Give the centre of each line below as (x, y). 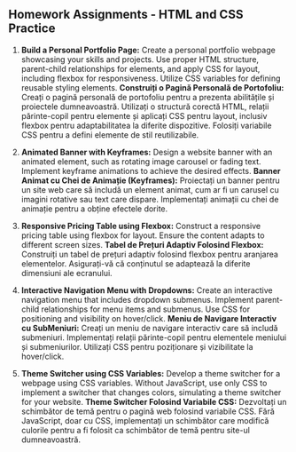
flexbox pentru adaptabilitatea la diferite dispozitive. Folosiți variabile (146, 125)
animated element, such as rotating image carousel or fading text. (141, 161)
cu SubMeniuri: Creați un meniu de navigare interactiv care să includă (149, 328)
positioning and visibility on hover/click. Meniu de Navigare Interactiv (148, 318)
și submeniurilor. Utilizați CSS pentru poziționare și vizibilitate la (137, 346)
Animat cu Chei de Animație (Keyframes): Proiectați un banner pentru (150, 180)
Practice (32, 29)
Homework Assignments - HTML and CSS (126, 15)
